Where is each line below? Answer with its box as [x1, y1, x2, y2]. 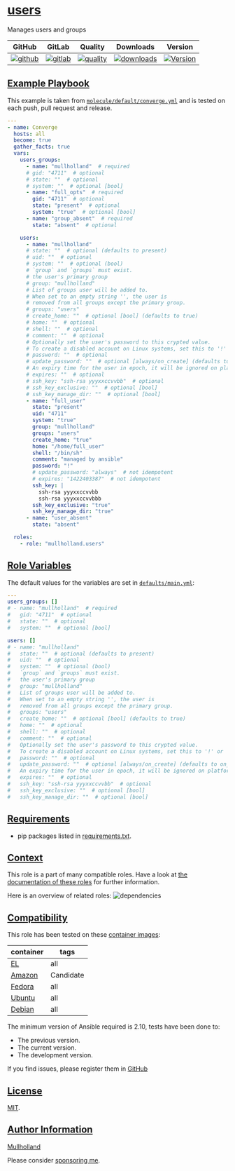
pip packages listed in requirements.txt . [17, 832, 131, 840]
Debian [10, 1005, 34, 1015]
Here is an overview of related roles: [7, 891, 112, 900]
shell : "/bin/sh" [32, 449, 83, 456]
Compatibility [7, 912, 68, 923]
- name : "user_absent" [25, 515, 92, 522]
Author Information [7, 1124, 93, 1136]
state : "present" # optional [32, 202, 120, 209]
